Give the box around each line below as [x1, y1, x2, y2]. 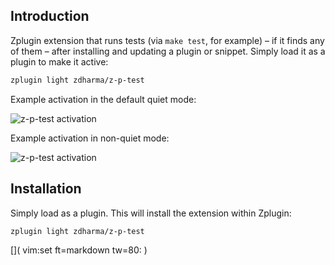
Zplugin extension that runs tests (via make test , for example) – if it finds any [10, 34, 325, 46]
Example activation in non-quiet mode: [10, 132, 170, 144]
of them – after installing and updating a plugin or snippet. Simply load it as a [10, 45, 326, 57]
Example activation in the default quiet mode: [10, 93, 197, 105]
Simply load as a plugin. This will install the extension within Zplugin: [10, 207, 292, 219]
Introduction [10, 8, 90, 25]
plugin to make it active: [10, 55, 109, 68]
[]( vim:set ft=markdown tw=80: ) [10, 244, 148, 256]
